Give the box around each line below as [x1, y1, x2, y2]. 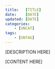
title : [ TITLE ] [5, 7, 41, 12]
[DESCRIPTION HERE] [5, 48, 50, 55]
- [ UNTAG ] [14, 35, 35, 40]
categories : [5, 21, 30, 26]
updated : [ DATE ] [5, 16, 39, 21]
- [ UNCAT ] [14, 26, 35, 31]
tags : [5, 30, 16, 35]
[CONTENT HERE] [5, 58, 42, 64]
